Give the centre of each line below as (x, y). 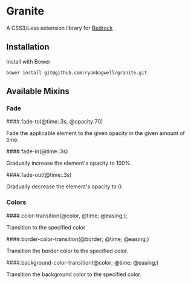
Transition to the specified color (46, 227)
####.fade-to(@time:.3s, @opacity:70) (55, 122)
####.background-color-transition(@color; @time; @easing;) (83, 262)
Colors (16, 202)
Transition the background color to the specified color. (74, 274)
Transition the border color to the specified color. (67, 251)
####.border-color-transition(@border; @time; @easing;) (78, 239)
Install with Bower (28, 61)
